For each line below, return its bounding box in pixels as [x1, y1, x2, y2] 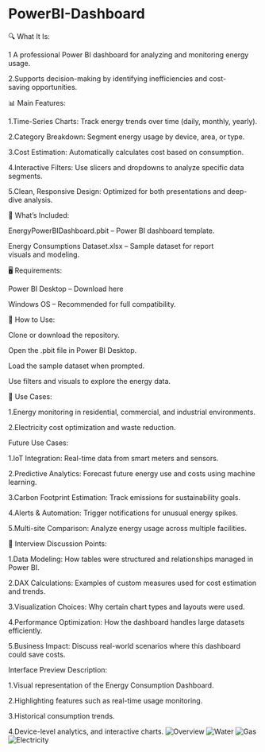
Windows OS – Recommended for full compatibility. [8, 299, 176, 308]
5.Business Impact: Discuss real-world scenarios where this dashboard [8, 641, 240, 650]
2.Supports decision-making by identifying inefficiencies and [8, 73, 208, 83]
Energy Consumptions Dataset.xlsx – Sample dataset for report [8, 241, 214, 250]
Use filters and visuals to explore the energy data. [8, 376, 171, 386]
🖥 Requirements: [8, 266, 63, 275]
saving [8, 82, 30, 91]
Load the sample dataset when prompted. [8, 361, 145, 370]
